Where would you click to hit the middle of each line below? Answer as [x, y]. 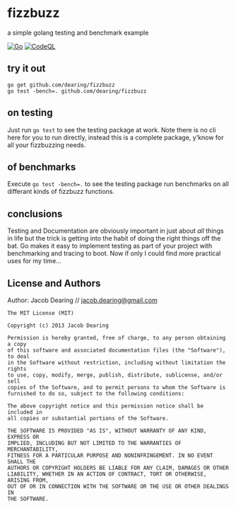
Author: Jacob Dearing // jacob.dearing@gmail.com [82, 300]
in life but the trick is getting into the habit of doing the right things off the [114, 238]
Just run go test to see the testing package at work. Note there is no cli [112, 129]
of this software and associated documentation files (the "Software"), [117, 350]
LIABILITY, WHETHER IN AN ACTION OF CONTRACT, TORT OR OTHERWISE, [107, 474]
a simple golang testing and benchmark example [78, 33]
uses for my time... [34, 261]
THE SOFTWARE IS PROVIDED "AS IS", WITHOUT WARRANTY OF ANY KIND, [107, 431]
